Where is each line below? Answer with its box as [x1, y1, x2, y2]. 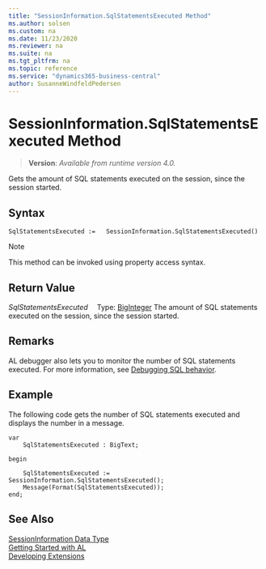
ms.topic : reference [8, 65, 78, 73]
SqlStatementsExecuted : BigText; [23, 440, 139, 449]
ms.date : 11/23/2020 [8, 34, 78, 43]
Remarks [8, 334, 55, 348]
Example [8, 388, 53, 401]
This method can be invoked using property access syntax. [8, 257, 206, 267]
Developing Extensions [8, 551, 85, 561]
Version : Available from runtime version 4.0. [27, 159, 176, 168]
